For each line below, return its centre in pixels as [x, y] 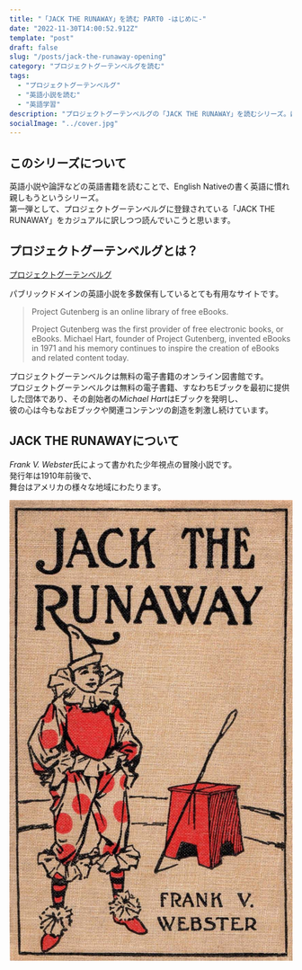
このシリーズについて [68, 163]
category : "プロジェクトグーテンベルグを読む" [87, 67]
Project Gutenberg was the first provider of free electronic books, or [157, 329]
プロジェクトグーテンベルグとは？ [104, 251]
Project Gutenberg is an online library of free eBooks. [130, 311]
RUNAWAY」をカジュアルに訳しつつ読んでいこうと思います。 [122, 220]
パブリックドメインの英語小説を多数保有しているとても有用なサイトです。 [147, 293]
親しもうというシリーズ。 [56, 198]
